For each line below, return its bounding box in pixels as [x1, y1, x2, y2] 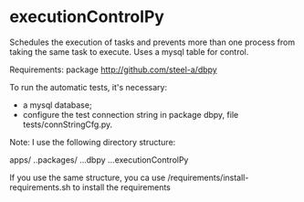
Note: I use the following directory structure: [9, 136, 176, 147]
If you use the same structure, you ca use [9, 172, 166, 183]
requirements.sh [9, 181, 71, 193]
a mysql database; [22, 99, 93, 111]
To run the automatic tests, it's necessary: [9, 81, 167, 92]
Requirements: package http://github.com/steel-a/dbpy [9, 64, 217, 75]
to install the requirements [72, 181, 171, 193]
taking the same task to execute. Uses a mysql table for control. [9, 46, 249, 57]
